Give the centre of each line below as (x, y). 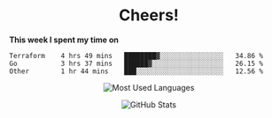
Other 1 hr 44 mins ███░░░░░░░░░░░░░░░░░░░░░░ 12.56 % (136, 71)
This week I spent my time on (64, 40)
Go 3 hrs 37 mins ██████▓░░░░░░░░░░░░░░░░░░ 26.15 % (136, 63)
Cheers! (149, 15)
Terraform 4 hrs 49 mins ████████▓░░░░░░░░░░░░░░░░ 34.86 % (136, 55)
